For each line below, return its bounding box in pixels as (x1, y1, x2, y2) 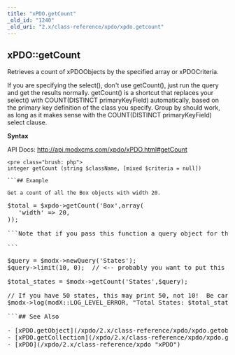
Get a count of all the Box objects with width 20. (7, 189, 161, 196)
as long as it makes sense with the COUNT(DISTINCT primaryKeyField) (7, 111, 212, 119)
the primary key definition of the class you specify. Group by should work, (7, 103, 220, 112)
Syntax (7, 132, 29, 140)
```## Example (7, 177, 49, 184)
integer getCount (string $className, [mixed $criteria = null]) (7, 165, 201, 172)
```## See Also (7, 312, 59, 321)
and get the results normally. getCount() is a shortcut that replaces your (7, 89, 214, 97)
